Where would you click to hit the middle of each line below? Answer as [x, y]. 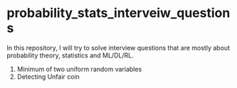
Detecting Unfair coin [48, 77]
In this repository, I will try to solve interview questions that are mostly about [118, 48]
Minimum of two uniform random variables [79, 69]
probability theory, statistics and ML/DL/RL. [70, 55]
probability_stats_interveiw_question [118, 13]
